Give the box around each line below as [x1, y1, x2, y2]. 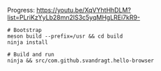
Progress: [7, 6, 35, 14]
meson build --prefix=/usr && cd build [7, 33, 123, 40]
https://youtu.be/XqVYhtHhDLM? [36, 6, 131, 14]
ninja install [7, 39, 49, 46]
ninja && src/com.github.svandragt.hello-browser [7, 57, 155, 64]
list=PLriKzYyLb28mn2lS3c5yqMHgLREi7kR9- [7, 13, 141, 22]
